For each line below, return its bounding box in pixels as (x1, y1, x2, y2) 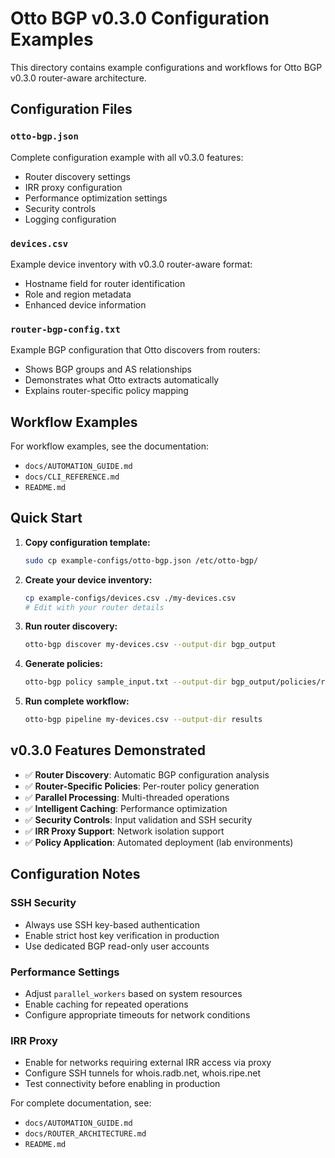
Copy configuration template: (24, 536, 151, 548)
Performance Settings (10, 965, 120, 979)
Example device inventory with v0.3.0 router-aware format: (10, 258, 253, 270)
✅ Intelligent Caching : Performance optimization (24, 802, 228, 814)
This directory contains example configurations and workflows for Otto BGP (10, 61, 323, 73)
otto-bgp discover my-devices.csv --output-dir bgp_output (24, 640, 277, 650)
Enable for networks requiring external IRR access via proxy (24, 1057, 272, 1069)
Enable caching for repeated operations (24, 998, 189, 1010)
